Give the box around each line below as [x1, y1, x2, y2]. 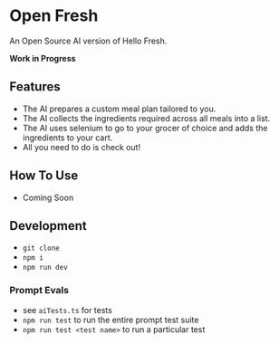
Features [9, 79, 61, 95]
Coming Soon [22, 192, 74, 203]
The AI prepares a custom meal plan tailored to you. [22, 103, 216, 114]
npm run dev [22, 263, 68, 272]
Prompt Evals [9, 284, 70, 297]
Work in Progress [9, 53, 76, 63]
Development [9, 218, 88, 234]
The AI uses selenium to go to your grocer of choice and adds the [22, 122, 268, 133]
